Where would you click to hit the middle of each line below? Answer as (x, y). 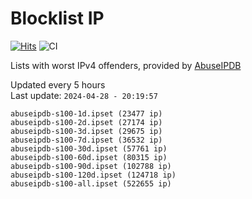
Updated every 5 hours (58, 84)
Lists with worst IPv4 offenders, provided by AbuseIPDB (126, 65)
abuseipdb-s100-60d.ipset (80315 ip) (89, 157)
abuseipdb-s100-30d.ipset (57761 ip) (89, 148)
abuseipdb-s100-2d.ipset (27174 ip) (86, 122)
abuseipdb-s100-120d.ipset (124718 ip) (93, 175)
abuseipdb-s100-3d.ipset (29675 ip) (86, 131)
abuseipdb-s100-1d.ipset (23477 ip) (86, 113)
